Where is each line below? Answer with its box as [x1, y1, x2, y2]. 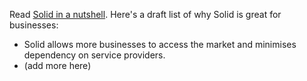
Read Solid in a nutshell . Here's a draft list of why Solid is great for [9, 9, 282, 20]
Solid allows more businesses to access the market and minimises [23, 39, 297, 50]
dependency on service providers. [23, 49, 166, 61]
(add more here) [23, 60, 92, 71]
